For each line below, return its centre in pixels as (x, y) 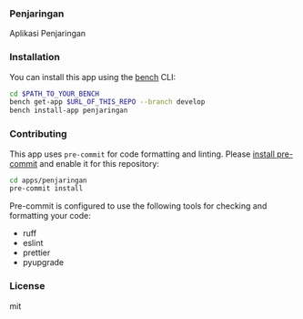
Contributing (38, 134)
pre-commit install (46, 189)
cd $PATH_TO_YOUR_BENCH (55, 94)
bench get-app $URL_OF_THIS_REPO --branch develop (107, 102)
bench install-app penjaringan (69, 111)
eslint (33, 243)
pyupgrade (43, 262)
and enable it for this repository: (99, 163)
